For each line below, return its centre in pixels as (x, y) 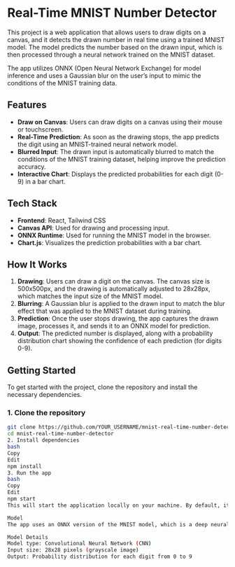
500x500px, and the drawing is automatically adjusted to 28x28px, (114, 289)
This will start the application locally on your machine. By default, (114, 505)
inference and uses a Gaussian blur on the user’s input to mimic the (104, 76)
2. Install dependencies (43, 440)
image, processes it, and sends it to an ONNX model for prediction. (114, 326)
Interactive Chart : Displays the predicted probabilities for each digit (115, 174)
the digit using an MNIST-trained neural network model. (98, 144)
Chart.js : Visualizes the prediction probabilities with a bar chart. (109, 242)
